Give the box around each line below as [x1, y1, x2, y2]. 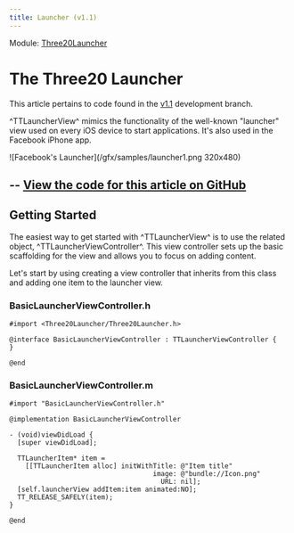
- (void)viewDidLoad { [9, 430, 94, 439]
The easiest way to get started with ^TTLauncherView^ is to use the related [9, 231, 286, 242]
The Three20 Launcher [9, 69, 184, 89]
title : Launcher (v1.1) [9, 12, 98, 22]
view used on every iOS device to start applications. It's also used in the [9, 125, 274, 135]
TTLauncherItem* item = [17, 454, 105, 463]
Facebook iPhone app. [9, 135, 92, 145]
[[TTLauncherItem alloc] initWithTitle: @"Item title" [25, 462, 233, 471]
